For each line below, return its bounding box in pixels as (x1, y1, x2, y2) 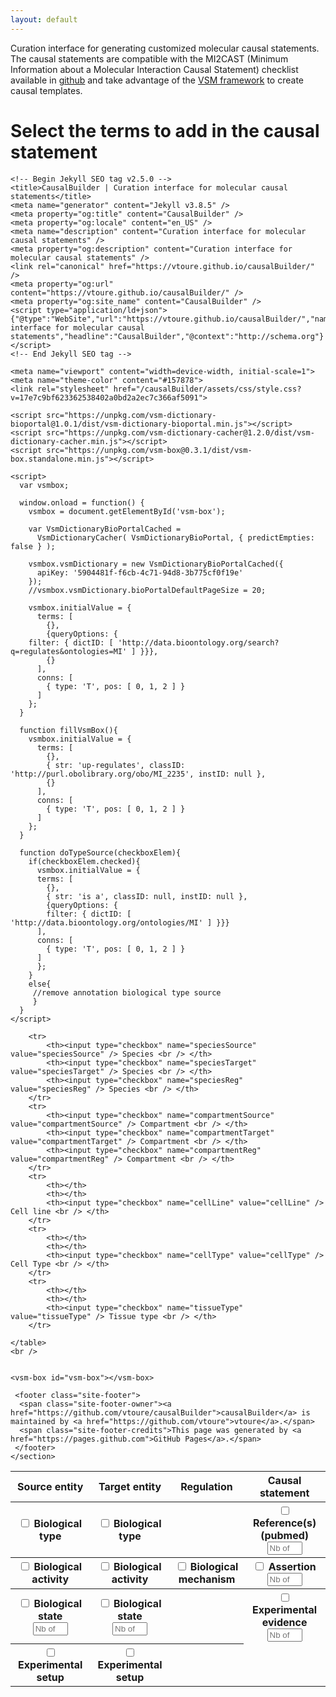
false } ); (10, 541, 56, 551)
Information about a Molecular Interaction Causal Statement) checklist (10, 63, 299, 75)
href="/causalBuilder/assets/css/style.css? (113, 384, 302, 394)
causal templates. (10, 84, 83, 96)
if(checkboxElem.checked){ (28, 856, 141, 866)
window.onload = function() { (19, 497, 145, 508)
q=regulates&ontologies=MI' (10, 646, 128, 656)
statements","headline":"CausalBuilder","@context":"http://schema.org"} (10, 331, 325, 341)
